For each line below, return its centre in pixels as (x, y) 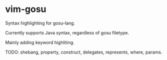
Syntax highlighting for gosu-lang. (40, 23)
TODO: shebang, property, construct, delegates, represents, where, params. (84, 52)
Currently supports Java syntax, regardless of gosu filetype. (67, 32)
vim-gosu (26, 9)
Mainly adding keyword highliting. (40, 42)
